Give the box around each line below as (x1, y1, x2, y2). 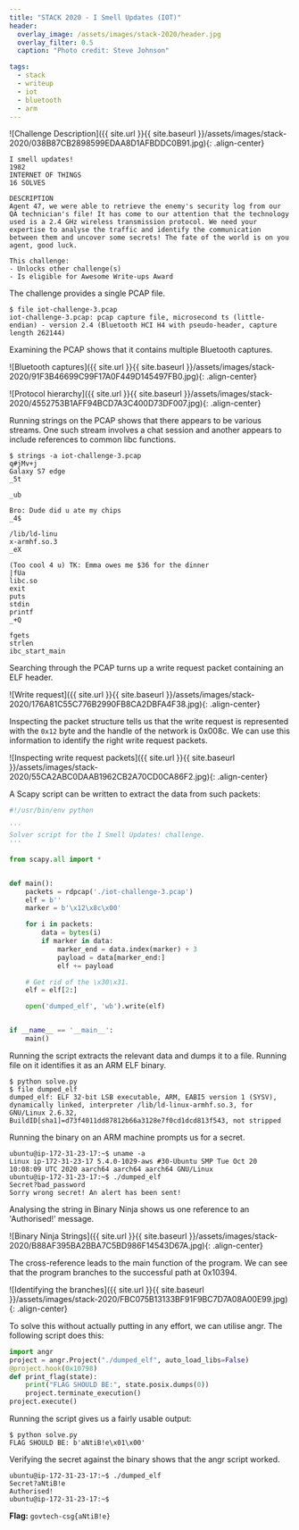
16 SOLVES (9, 179, 46, 188)
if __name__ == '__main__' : (9, 1026, 114, 1035)
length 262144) (9, 329, 66, 338)
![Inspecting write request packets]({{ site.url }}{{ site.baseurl (9, 752, 236, 764)
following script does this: (9, 1330, 104, 1341)
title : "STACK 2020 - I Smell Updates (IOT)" (9, 13, 181, 22)
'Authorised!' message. (9, 1213, 95, 1224)
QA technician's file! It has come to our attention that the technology (9, 210, 290, 219)
